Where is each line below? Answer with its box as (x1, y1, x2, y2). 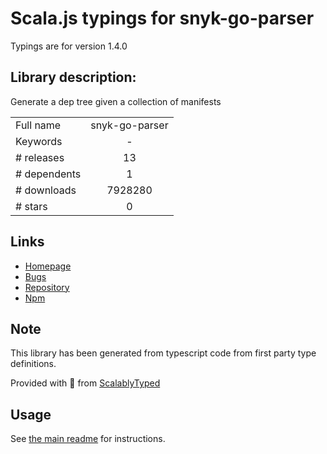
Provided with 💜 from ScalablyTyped (10, 377, 161, 389)
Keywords (15, 134, 63, 148)
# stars (15, 199, 48, 213)
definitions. (10, 358, 57, 370)
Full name (15, 118, 62, 132)
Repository (24, 281, 70, 293)
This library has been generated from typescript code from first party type (10, 347, 317, 359)
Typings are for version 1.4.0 (10, 40, 128, 52)
